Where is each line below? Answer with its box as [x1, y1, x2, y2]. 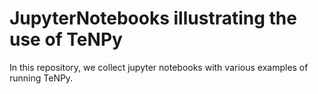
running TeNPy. [9, 72, 74, 84]
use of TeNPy [9, 28, 123, 51]
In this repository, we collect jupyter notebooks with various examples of [9, 61, 309, 73]
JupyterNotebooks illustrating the [9, 7, 297, 30]
